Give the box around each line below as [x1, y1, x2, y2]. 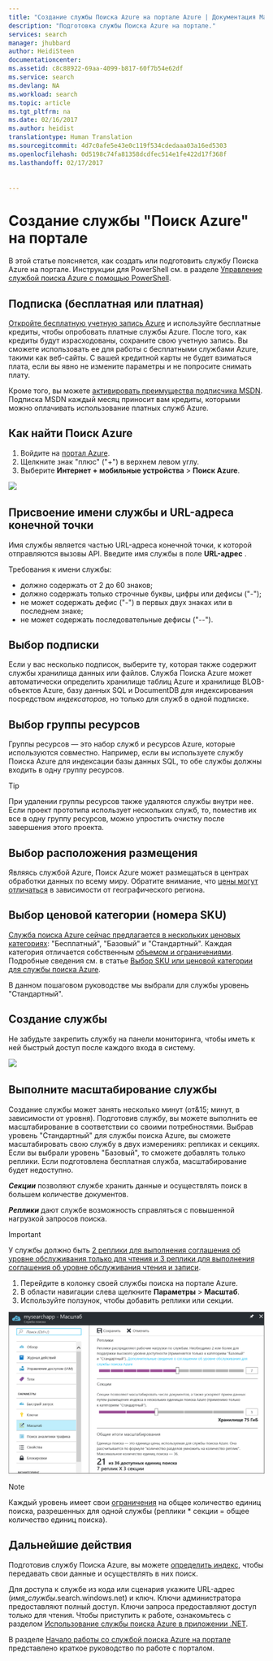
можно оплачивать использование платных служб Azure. [8, 403, 209, 413]
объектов [8, 686, 42, 695]
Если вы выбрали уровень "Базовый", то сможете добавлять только [8, 1148, 246, 1157]
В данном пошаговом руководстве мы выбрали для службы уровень [8, 980, 249, 990]
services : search [8, 30, 67, 38]
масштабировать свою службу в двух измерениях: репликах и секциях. [8, 1139, 260, 1148]
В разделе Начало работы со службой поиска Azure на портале [8, 1634, 232, 1644]
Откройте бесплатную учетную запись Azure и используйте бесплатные [8, 318, 262, 328]
